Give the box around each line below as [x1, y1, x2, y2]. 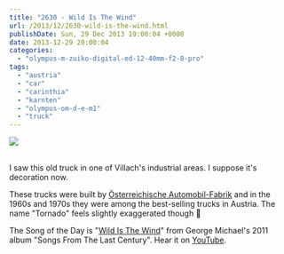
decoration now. [9, 172, 68, 183]
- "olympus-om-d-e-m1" [17, 104, 101, 113]
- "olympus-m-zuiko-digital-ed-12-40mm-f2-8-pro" [17, 54, 204, 63]
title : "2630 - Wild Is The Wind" [9, 12, 138, 22]
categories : [9, 46, 53, 55]
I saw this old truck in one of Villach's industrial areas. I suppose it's [9, 163, 257, 173]
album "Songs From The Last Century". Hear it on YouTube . [9, 234, 226, 245]
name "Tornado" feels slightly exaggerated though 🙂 [9, 208, 201, 218]
